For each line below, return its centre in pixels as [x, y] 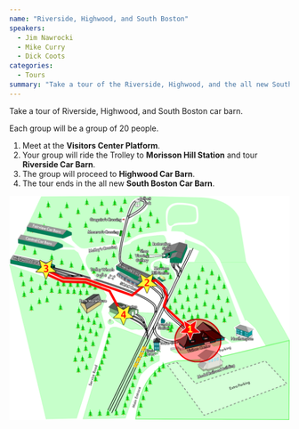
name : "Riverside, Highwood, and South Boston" [99, 19]
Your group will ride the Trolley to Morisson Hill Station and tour [140, 155]
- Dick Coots [41, 57]
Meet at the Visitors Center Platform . [91, 145]
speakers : [28, 28]
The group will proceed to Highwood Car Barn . [109, 174]
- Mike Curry [41, 47]
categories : [31, 66]
